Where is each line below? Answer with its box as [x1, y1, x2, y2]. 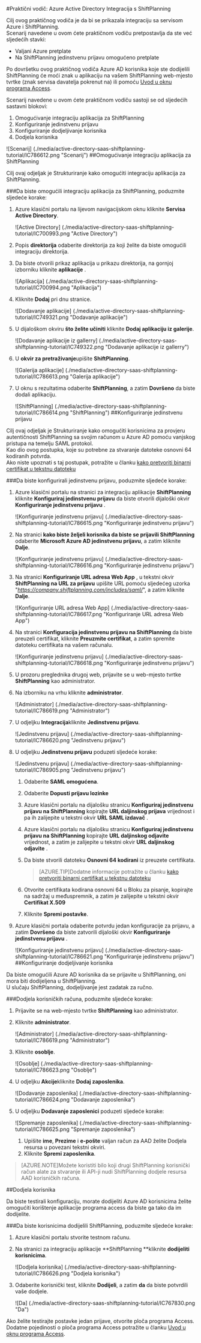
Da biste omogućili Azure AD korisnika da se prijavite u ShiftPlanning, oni [6, 971, 186, 978]
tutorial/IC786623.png [14, 1066, 70, 1073]
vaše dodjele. [14, 1288, 49, 1295]
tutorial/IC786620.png [14, 737, 70, 744]
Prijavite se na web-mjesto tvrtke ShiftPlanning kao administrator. [14, 1007, 179, 1014]
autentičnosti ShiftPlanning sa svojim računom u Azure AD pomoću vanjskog [6, 434, 196, 440]
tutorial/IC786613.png [14, 373, 69, 380]
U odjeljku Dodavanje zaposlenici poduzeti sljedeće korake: [14, 1108, 164, 1115]
